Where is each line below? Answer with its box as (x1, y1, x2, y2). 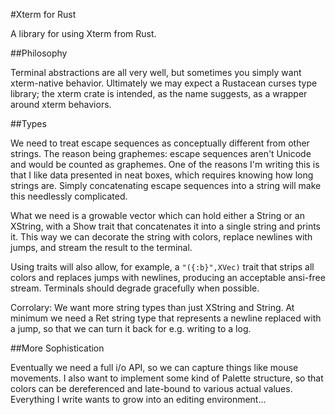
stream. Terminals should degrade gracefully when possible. (10, 282, 260, 294)
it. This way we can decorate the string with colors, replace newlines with (10, 231, 313, 243)
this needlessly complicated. (10, 190, 128, 202)
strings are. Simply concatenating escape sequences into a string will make (10, 180, 322, 191)
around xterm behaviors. (10, 99, 112, 110)
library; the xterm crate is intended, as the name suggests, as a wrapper (10, 88, 308, 99)
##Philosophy (10, 47, 68, 59)
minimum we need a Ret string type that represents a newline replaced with (10, 312, 322, 324)
